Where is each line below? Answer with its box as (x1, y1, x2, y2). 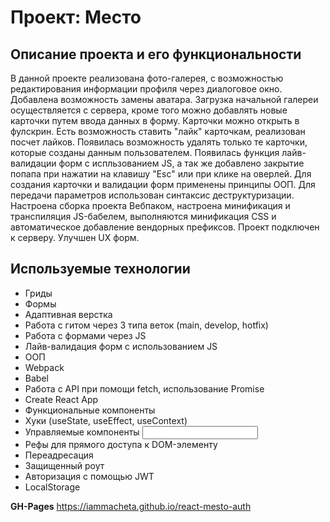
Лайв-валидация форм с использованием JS (24, 340, 218, 352)
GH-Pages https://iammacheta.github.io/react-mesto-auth (10, 500, 252, 512)
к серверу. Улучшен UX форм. (10, 232, 140, 243)
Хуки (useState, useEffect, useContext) (24, 414, 188, 426)
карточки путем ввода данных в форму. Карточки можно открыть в (10, 115, 300, 126)
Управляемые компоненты (24, 426, 140, 438)
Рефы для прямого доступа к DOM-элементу (24, 438, 218, 450)
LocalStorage (24, 481, 81, 493)
